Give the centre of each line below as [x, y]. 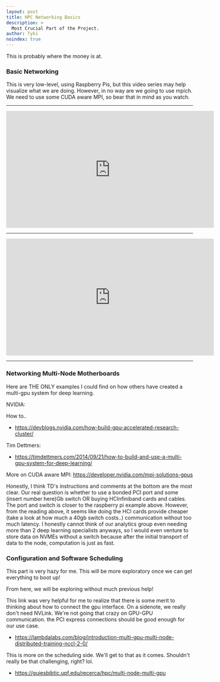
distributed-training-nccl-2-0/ [51, 643]
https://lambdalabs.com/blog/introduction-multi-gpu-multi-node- [94, 637]
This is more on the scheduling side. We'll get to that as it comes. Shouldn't [98, 655]
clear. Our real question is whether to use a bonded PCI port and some [92, 492]
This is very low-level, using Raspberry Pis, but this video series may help [96, 84]
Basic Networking [33, 71]
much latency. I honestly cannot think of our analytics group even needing [97, 524]
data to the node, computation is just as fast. [60, 543]
